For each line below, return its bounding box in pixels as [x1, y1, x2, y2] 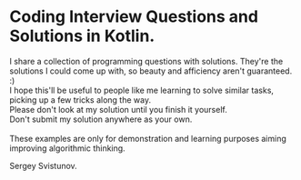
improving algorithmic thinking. [9, 143, 125, 154]
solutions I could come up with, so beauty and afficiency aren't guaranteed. [9, 65, 293, 76]
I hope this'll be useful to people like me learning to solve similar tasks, [9, 85, 275, 95]
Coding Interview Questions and [9, 6, 259, 27]
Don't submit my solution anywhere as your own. [9, 114, 193, 125]
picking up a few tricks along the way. [9, 94, 152, 105]
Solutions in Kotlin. [9, 25, 156, 46]
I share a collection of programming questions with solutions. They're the [9, 55, 284, 66]
